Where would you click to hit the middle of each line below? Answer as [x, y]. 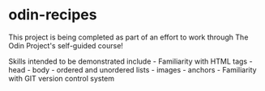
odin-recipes [53, 15]
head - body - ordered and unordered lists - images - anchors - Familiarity [132, 69]
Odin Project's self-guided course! [66, 45]
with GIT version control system [62, 78]
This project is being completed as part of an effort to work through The [128, 37]
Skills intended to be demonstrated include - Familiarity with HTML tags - [130, 61]
